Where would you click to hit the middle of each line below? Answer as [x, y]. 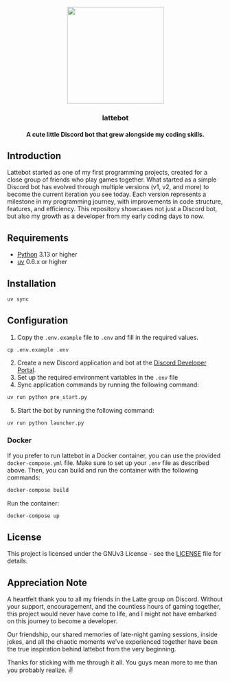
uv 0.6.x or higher [42, 262]
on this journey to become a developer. [62, 621]
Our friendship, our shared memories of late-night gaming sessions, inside [112, 635]
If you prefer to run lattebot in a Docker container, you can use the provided [114, 455]
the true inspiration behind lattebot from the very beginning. [92, 649]
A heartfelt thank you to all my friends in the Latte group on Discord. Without [115, 599]
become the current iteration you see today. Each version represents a [107, 194]
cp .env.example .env [38, 350]
